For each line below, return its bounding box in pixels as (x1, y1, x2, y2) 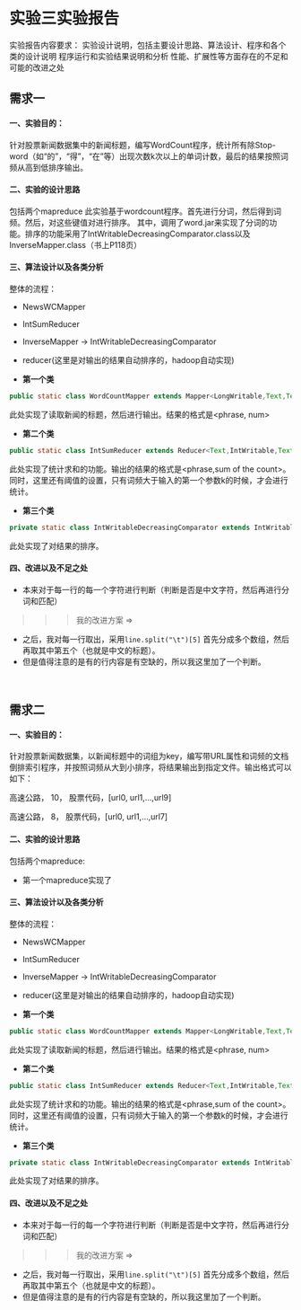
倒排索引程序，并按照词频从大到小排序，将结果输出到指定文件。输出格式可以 (9, 762, 292, 773)
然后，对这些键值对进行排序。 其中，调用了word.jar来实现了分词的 (24, 217, 270, 227)
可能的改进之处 (9, 62, 64, 73)
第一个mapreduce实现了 (21, 874, 112, 885)
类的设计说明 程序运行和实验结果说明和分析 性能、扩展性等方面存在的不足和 (9, 50, 288, 61)
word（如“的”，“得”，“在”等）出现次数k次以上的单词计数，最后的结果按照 (9, 150, 280, 162)
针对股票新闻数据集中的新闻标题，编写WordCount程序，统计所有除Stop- (9, 139, 276, 150)
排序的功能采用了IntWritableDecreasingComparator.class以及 (24, 228, 251, 239)
